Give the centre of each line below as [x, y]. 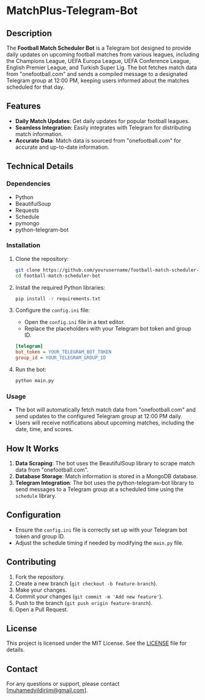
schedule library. [36, 496]
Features [24, 106]
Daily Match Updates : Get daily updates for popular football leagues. [102, 121]
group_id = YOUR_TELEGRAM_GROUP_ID [61, 358]
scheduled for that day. [35, 87]
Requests [27, 210]
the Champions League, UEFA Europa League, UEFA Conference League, [99, 61]
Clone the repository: [42, 258]
